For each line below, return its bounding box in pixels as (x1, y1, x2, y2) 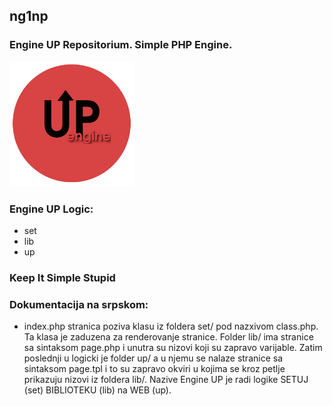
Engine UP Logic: (9, 202, 94, 216)
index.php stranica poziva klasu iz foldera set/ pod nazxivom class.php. (23, 320, 319, 333)
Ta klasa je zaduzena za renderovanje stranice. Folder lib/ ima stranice (23, 331, 314, 343)
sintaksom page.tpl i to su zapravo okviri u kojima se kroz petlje (23, 363, 286, 375)
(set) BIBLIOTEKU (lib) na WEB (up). (23, 384, 172, 396)
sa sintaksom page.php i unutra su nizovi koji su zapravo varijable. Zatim (23, 342, 323, 354)
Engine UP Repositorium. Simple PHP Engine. (9, 38, 233, 52)
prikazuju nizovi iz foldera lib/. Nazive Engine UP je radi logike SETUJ (23, 374, 309, 386)
